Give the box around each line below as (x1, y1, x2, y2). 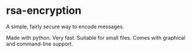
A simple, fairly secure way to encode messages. (6, 23, 124, 30)
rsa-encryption (6, 4, 82, 17)
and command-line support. (6, 40, 74, 47)
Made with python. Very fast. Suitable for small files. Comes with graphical (6, 34, 186, 41)
